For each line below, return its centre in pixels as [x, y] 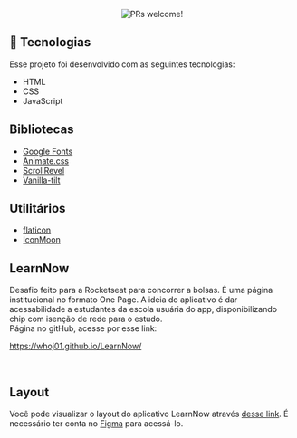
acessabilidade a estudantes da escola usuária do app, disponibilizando [144, 309]
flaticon [37, 230]
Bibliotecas [42, 130]
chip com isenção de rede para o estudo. [86, 319]
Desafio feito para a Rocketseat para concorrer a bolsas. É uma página [141, 290]
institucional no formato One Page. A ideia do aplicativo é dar [124, 300]
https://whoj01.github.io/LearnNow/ [76, 346]
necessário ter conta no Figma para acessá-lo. [96, 424]
